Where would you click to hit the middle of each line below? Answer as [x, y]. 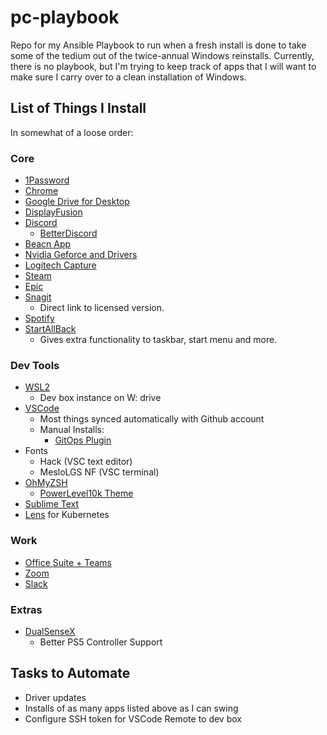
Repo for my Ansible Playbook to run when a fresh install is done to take [158, 45]
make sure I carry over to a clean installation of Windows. [128, 77]
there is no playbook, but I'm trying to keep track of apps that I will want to [163, 66]
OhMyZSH [46, 483]
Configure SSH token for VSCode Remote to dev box [133, 718]
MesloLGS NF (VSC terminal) [99, 472]
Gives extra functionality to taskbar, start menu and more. [158, 340]
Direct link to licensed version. [102, 308]
